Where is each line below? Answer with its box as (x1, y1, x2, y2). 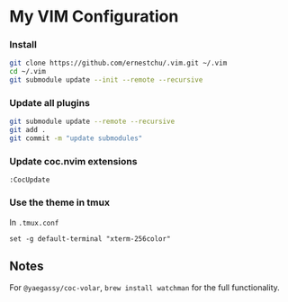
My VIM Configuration (9, 6, 179, 27)
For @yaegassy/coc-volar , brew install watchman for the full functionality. (9, 282, 281, 293)
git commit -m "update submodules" (9, 134, 143, 143)
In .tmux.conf (9, 217, 59, 227)
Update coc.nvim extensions (9, 155, 138, 167)
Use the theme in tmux (9, 196, 111, 209)
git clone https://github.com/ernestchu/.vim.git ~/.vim (9, 58, 228, 68)
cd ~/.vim (9, 67, 47, 76)
